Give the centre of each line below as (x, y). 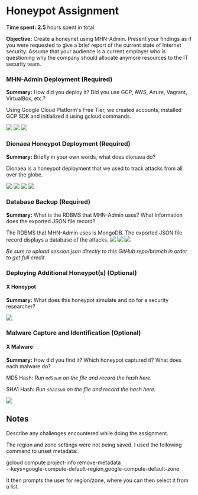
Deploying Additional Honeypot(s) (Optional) (72, 272)
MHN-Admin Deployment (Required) (59, 79)
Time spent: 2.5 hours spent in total (50, 27)
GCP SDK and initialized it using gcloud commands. (69, 116)
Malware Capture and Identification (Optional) (74, 333)
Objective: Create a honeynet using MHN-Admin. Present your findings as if (99, 38)
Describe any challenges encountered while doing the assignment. (87, 433)
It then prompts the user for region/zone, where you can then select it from (97, 480)
